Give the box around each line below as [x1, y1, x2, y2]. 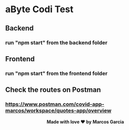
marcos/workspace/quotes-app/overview [5, 107, 112, 114]
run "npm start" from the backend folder [5, 39, 108, 46]
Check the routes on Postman [5, 85, 101, 94]
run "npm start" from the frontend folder [5, 70, 108, 77]
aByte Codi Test [5, 4, 74, 15]
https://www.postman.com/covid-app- [5, 101, 105, 108]
